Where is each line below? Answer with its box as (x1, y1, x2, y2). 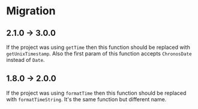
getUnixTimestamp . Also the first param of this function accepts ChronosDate (6, 50, 192, 57)
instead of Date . (6, 57, 45, 63)
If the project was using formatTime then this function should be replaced (6, 89, 187, 96)
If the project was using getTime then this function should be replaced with (6, 43, 190, 51)
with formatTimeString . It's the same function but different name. (6, 95, 167, 102)
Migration (6, 4, 56, 18)
